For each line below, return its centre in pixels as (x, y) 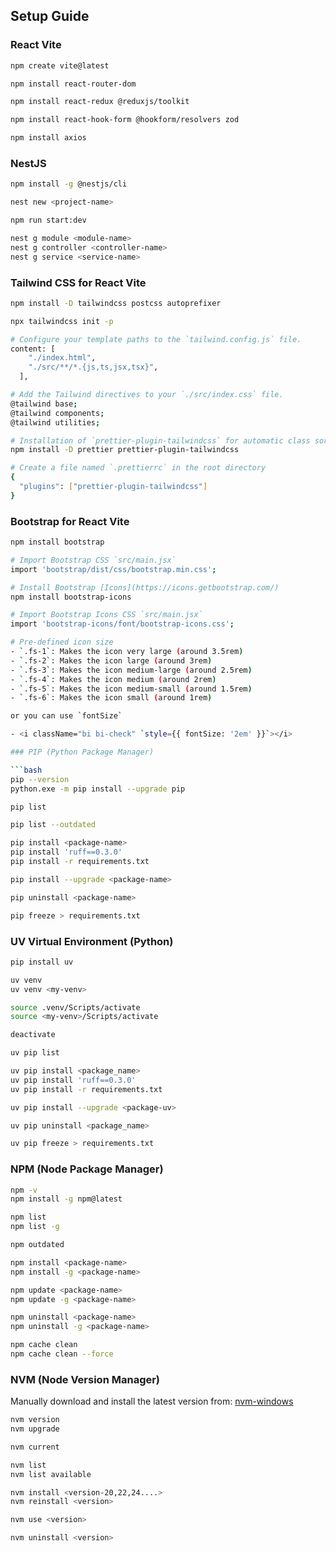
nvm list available (51, 1474)
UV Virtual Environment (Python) (92, 941)
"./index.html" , (62, 358)
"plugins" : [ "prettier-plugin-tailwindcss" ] (113, 487)
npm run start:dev (48, 220)
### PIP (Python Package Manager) (82, 752)
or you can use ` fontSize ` (66, 716)
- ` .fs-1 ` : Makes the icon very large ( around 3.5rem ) (127, 652)
